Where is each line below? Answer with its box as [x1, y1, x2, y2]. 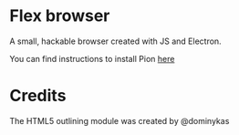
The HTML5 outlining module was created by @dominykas [9, 115, 230, 126]
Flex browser [9, 5, 110, 26]
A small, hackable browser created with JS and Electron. [9, 36, 222, 47]
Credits [9, 86, 67, 106]
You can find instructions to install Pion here [9, 53, 175, 64]
